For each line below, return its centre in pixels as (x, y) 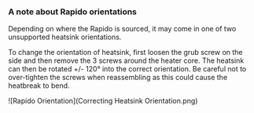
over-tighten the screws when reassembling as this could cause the (118, 78)
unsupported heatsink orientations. (65, 37)
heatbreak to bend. (39, 86)
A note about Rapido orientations (73, 12)
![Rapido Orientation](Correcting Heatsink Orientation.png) (103, 101)
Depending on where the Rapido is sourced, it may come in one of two (122, 29)
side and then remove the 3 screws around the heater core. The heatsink (126, 60)
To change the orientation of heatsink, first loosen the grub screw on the (125, 53)
